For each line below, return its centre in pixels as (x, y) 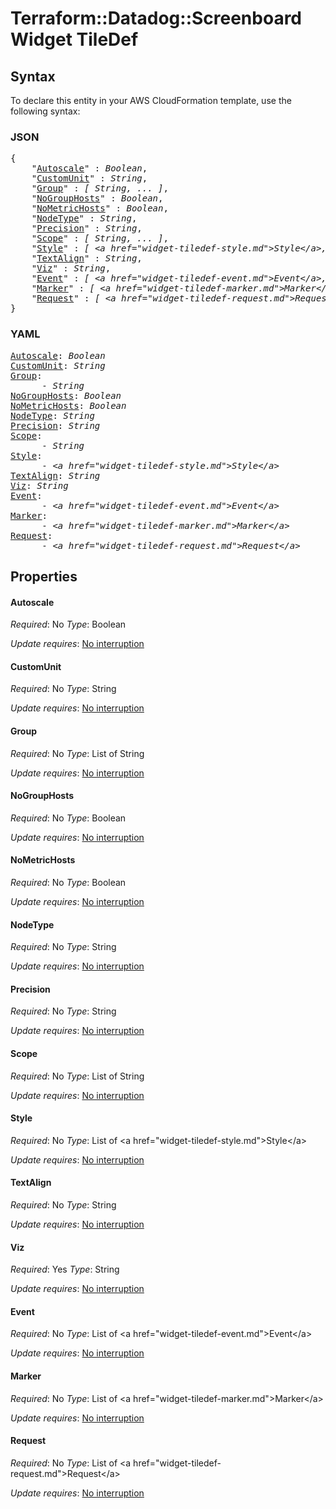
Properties (44, 576)
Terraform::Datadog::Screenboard (156, 18)
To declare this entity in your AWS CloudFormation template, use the (151, 100)
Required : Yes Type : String (65, 1269)
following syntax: (45, 111)
